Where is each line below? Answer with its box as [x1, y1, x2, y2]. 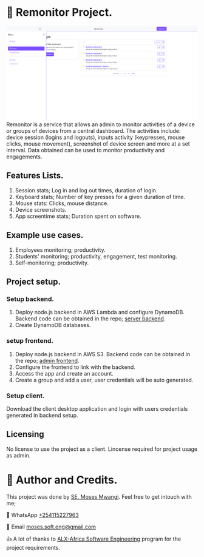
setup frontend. [6, 337, 53, 345]
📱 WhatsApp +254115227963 [6, 511, 79, 518]
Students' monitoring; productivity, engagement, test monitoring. [15, 252, 177, 260]
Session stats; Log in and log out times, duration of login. [15, 186, 158, 194]
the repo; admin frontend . [15, 357, 80, 364]
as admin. [6, 451, 31, 459]
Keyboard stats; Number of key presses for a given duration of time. [15, 193, 186, 200]
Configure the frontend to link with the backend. [15, 363, 135, 371]
